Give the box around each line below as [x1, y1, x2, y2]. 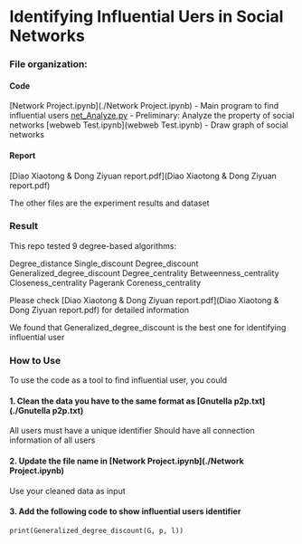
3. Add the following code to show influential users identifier [9, 506, 241, 517]
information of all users [9, 434, 96, 445]
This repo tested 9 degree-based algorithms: [9, 240, 177, 251]
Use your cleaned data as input [9, 485, 127, 496]
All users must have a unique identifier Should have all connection [9, 425, 255, 436]
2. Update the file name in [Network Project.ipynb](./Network [9, 455, 244, 466]
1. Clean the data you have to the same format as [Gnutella [9, 396, 233, 406]
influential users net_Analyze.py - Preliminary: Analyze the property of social [9, 110, 295, 121]
